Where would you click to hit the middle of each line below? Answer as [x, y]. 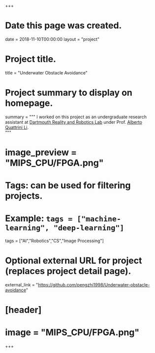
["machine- [99, 219]
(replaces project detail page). [68, 271]
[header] [23, 310]
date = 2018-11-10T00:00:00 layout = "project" [52, 39]
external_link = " [22, 285]
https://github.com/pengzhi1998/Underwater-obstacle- [94, 285]
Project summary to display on [69, 93]
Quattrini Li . [17, 127]
